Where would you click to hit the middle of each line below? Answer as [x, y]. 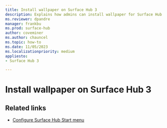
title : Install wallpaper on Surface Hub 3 [51, 10]
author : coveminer [24, 33]
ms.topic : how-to [23, 42]
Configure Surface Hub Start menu [48, 120]
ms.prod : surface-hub [28, 28]
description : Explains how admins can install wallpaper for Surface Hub [84, 14]
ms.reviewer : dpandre [28, 19]
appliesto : [16, 56]
